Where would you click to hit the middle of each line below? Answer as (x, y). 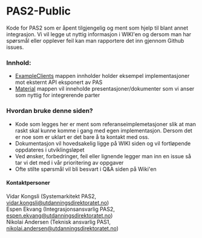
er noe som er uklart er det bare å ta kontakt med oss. (82, 137)
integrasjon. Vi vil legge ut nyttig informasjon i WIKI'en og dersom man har (99, 34)
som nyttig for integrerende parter (57, 95)
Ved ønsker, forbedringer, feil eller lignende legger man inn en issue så (103, 156)
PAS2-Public (39, 11)
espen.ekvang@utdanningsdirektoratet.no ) (60, 215)
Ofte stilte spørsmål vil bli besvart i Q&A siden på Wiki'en (86, 169)
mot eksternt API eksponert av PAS (59, 82)
